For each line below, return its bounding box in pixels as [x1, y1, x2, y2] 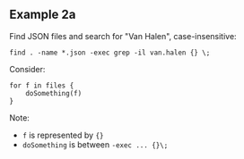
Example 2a [9, 7, 76, 22]
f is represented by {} [22, 130, 104, 140]
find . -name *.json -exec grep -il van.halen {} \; [9, 48, 211, 57]
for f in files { [9, 80, 74, 90]
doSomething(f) [25, 88, 83, 97]
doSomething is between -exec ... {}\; [22, 138, 169, 150]
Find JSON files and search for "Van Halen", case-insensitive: [9, 30, 237, 41]
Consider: [9, 63, 46, 74]
